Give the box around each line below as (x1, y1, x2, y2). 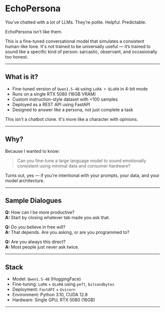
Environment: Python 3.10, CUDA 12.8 (12, 292, 88, 298)
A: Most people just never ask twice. (5, 244, 80, 250)
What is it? (5, 73, 38, 81)
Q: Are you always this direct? (5, 239, 66, 245)
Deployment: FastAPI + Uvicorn (12, 286, 76, 292)
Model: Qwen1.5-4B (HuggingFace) (12, 276, 81, 282)
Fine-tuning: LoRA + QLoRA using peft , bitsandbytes (12, 281, 114, 287)
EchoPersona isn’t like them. (5, 28, 62, 34)
